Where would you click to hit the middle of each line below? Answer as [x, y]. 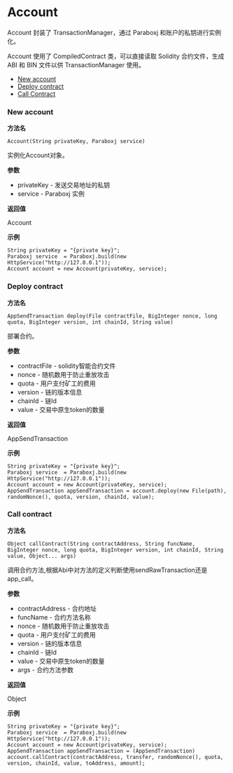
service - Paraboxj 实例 [51, 194]
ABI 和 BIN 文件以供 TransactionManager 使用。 [76, 64]
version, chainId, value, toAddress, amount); [76, 763]
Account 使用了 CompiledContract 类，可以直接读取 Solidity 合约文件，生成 [116, 56]
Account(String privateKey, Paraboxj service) [76, 142]
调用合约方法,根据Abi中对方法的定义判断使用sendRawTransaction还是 [107, 570]
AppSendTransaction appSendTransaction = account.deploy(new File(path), [117, 491]
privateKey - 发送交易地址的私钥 [64, 185]
